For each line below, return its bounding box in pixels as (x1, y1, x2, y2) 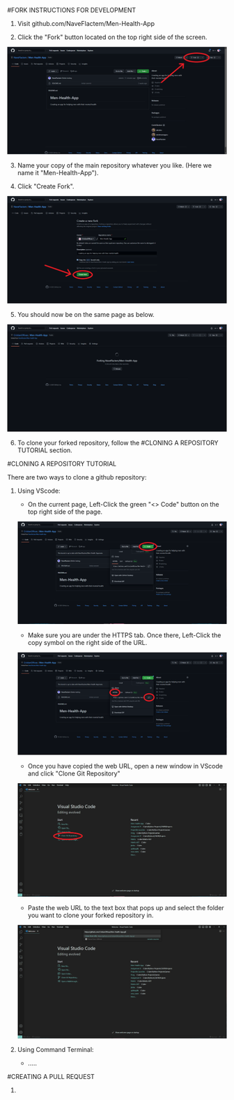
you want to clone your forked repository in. (27, 911, 154, 919)
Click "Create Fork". (17, 182, 75, 191)
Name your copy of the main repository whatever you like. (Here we (17, 161, 212, 170)
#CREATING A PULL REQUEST (7, 1072, 95, 1080)
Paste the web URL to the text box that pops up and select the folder (27, 903, 224, 912)
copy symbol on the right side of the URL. (27, 639, 148, 647)
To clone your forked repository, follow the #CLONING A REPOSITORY (17, 439, 219, 447)
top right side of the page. (27, 507, 103, 516)
